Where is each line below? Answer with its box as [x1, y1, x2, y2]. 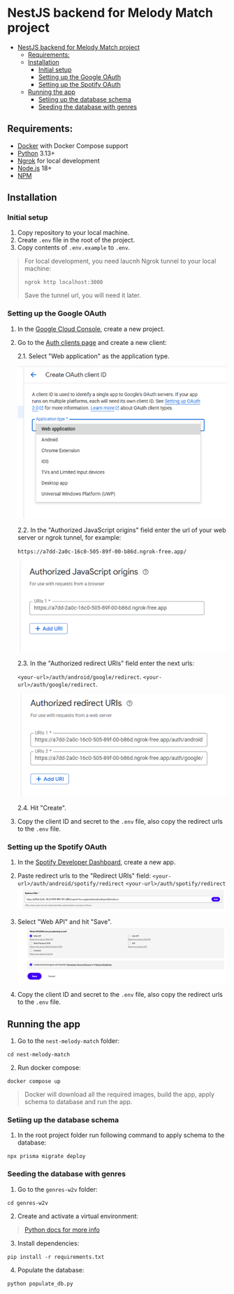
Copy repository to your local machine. [17, 229, 130, 237]
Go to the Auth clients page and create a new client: [17, 338, 167, 346]
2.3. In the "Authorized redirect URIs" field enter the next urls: [17, 659, 194, 667]
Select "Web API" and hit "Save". [17, 918, 112, 926]
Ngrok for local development [17, 156, 100, 165]
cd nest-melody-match [7, 1051, 71, 1058]
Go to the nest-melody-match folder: [17, 1037, 120, 1045]
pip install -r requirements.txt [7, 1253, 105, 1260]
